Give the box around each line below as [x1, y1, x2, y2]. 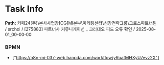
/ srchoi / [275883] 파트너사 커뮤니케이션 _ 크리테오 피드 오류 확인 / [5, 26, 135, 32]
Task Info [5, 3, 44, 15]
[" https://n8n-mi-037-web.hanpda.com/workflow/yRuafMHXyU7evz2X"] [12, 55, 160, 61]
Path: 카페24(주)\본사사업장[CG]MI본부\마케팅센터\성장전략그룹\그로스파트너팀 [5, 20, 157, 26]
